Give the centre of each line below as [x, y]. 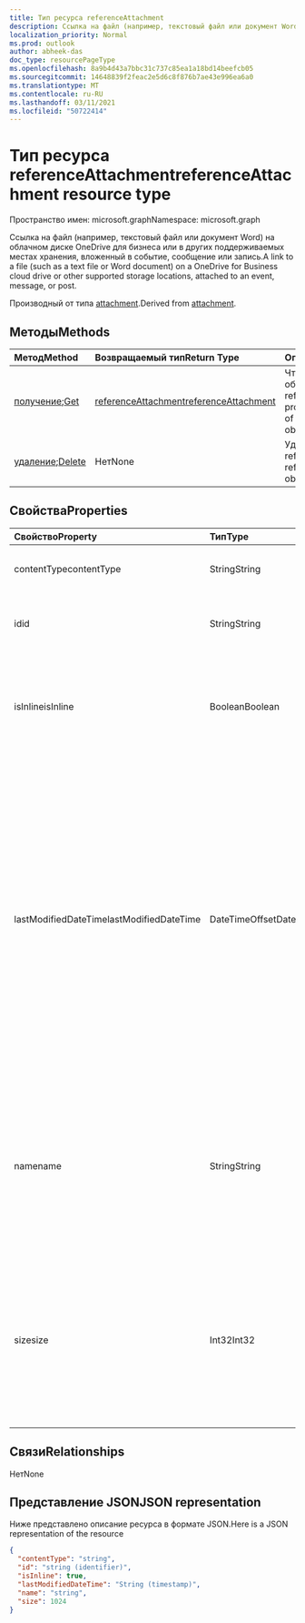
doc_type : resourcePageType [63, 60]
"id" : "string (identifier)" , [74, 1568]
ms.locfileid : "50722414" [58, 111]
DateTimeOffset [243, 919]
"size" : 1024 [42, 1601]
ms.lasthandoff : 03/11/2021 [63, 102]
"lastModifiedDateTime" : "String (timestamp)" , [109, 1584]
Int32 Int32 [232, 1340]
